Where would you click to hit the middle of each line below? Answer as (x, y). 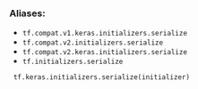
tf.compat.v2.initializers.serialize (93, 43)
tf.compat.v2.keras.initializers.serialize (105, 53)
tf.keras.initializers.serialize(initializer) (102, 77)
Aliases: (28, 13)
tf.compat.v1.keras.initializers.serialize (105, 34)
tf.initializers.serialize (73, 62)
